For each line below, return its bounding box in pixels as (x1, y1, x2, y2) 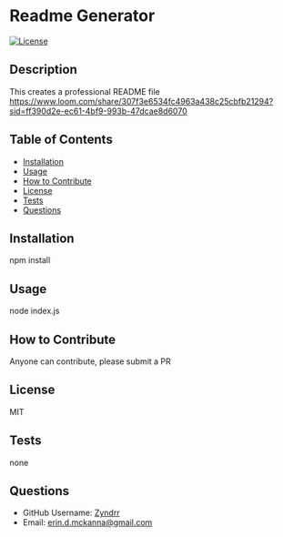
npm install (9, 255, 51, 266)
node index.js (9, 306, 60, 317)
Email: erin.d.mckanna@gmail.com (22, 517, 153, 528)
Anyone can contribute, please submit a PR (9, 356, 171, 367)
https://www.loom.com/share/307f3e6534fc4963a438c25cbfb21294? (9, 96, 274, 106)
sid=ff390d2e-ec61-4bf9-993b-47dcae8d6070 (9, 106, 188, 117)
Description (9, 62, 77, 77)
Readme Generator (9, 5, 156, 26)
